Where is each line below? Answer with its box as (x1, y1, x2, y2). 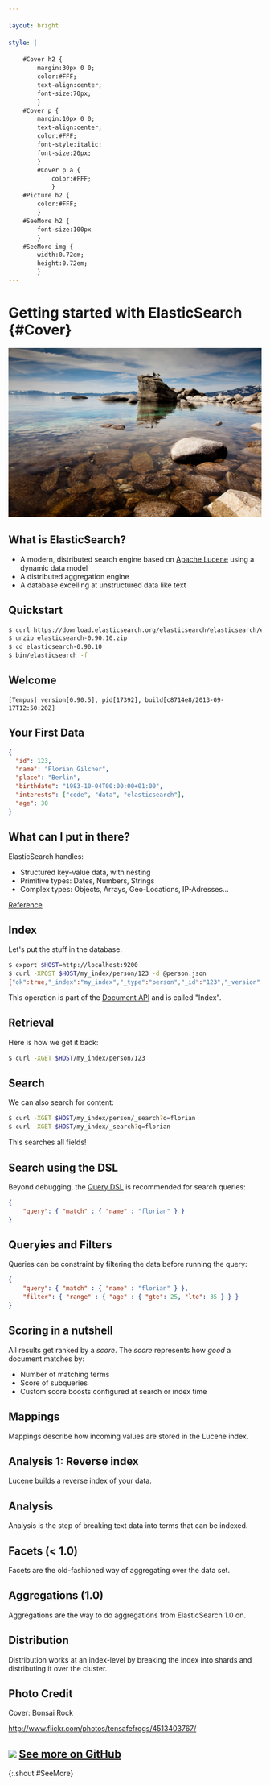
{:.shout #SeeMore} (8, 1769, 74, 1779)
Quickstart (8, 604, 63, 617)
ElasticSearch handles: (8, 851, 84, 861)
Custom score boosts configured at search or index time (19, 1386, 207, 1396)
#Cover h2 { (22, 56, 63, 64)
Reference (8, 899, 43, 910)
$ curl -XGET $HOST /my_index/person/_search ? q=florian (8, 1115, 196, 1123)
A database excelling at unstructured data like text (19, 580, 186, 590)
